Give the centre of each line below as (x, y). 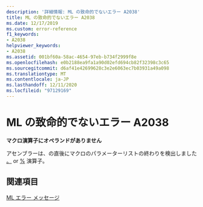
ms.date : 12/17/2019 (32, 23)
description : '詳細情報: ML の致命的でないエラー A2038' (73, 12)
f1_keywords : (23, 34)
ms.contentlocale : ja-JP (38, 79)
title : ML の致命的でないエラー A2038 (51, 18)
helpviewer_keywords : (34, 46)
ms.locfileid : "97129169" (39, 91)
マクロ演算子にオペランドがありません (54, 140)
